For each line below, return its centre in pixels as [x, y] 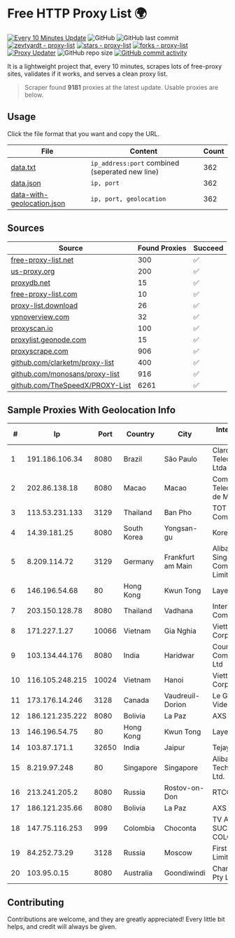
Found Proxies [162, 248]
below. [34, 95]
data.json [26, 183]
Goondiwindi [185, 873]
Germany [138, 562]
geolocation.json [38, 203]
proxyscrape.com [40, 351]
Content [144, 151]
